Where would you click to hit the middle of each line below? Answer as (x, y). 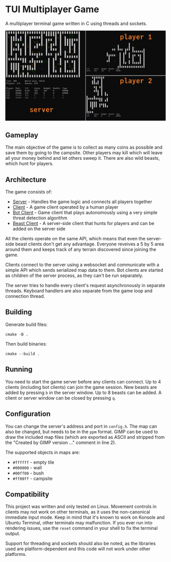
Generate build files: (26, 324)
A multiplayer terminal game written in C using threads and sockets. (76, 23)
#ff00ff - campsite (33, 478)
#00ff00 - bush (28, 473)
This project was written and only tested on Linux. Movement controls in (81, 507)
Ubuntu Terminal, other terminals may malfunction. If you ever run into (79, 523)
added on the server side (39, 229)
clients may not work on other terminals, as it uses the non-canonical (78, 512)
